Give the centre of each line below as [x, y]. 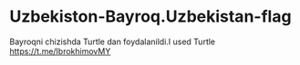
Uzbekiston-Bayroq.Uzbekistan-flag [150, 17]
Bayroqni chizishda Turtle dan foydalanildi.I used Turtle [113, 42]
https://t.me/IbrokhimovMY [60, 51]
